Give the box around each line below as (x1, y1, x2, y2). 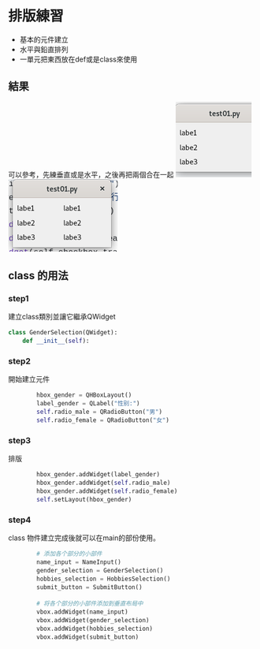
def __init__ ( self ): (22, 337, 90, 345)
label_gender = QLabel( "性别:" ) (36, 400, 140, 408)
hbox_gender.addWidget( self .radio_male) (36, 479, 171, 487)
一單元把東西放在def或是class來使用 (19, 54, 138, 64)
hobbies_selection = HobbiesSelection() (36, 575, 171, 583)
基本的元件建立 (19, 35, 69, 44)
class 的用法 (8, 269, 69, 282)
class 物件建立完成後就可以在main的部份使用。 (8, 533, 160, 543)
